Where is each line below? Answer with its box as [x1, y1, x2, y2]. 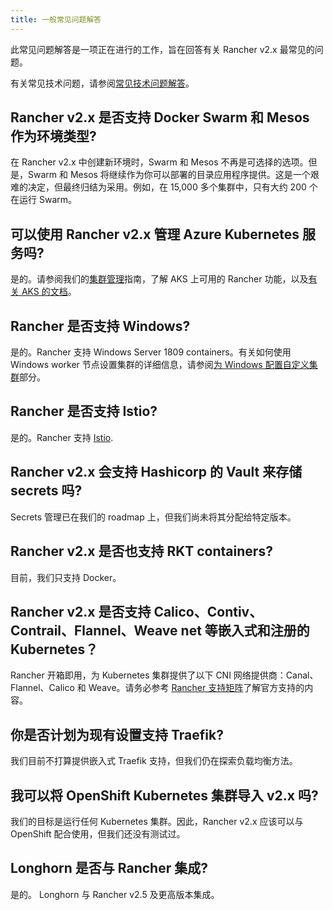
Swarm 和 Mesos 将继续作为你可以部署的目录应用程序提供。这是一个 [27, 169, 311, 181]
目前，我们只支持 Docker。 [10, 571, 122, 583]
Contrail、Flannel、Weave [10, 622, 178, 639]
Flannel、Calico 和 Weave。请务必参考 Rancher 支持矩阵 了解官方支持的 [10, 682, 305, 694]
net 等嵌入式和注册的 [180, 622, 310, 639]
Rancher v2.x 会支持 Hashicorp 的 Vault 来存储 [10, 464, 303, 481]
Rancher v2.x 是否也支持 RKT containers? [10, 543, 273, 560]
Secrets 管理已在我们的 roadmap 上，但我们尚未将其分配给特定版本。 [10, 511, 297, 523]
